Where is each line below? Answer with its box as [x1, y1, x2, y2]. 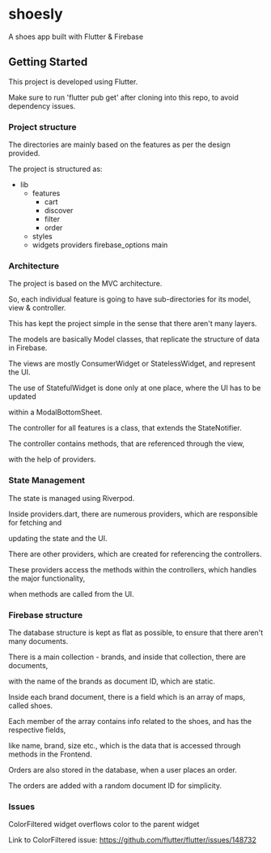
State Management [8, 475, 86, 487]
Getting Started [8, 55, 88, 69]
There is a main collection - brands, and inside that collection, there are [8, 652, 247, 662]
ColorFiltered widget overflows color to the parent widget [8, 820, 200, 829]
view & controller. [8, 303, 66, 313]
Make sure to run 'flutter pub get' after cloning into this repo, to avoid [8, 92, 239, 102]
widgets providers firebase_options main [32, 240, 168, 250]
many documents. [8, 636, 69, 645]
